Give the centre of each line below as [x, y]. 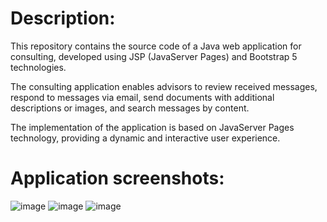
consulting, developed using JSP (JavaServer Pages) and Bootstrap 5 [154, 56]
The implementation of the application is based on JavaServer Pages [152, 127]
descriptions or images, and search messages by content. [130, 108]
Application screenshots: [117, 178]
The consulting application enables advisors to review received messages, [164, 86]
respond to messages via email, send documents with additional [142, 97]
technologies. [38, 67]
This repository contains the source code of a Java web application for [156, 46]
